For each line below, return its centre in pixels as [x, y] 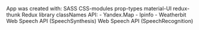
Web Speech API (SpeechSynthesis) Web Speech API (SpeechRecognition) [100, 21]
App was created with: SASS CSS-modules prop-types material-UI [89, 9]
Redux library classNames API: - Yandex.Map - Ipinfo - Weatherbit [104, 15]
